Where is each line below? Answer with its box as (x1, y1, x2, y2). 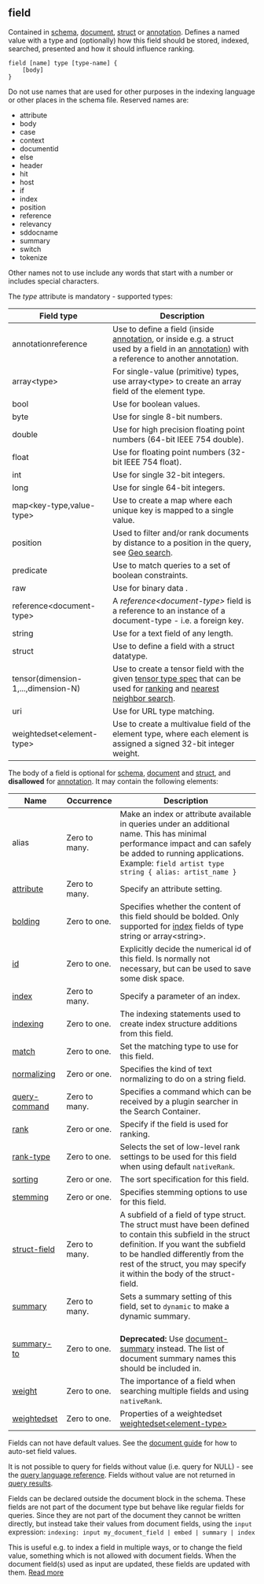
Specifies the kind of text (119, 1063, 212, 1074)
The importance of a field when (119, 1375, 236, 1386)
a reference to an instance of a (112, 605, 225, 616)
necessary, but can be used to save (119, 963, 251, 974)
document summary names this (119, 1352, 236, 1363)
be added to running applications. (119, 848, 244, 859)
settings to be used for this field (119, 1151, 237, 1162)
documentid (19, 143, 59, 153)
